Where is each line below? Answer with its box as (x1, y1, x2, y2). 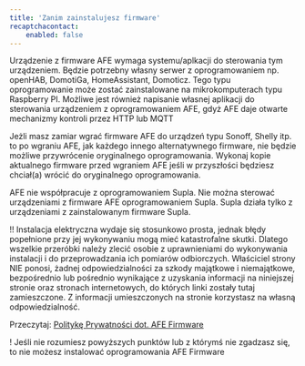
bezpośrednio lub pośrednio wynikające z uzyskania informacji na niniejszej (9, 272, 294, 283)
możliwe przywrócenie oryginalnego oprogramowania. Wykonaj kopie (9, 150, 271, 161)
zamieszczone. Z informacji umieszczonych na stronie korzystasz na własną (9, 292, 296, 303)
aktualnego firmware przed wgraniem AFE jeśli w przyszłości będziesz (9, 160, 275, 171)
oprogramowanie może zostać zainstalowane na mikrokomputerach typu (9, 84, 283, 96)
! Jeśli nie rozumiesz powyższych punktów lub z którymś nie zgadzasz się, (9, 337, 290, 348)
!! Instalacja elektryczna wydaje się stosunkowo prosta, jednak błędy (9, 224, 267, 235)
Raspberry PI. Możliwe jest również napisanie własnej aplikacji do (9, 94, 255, 105)
